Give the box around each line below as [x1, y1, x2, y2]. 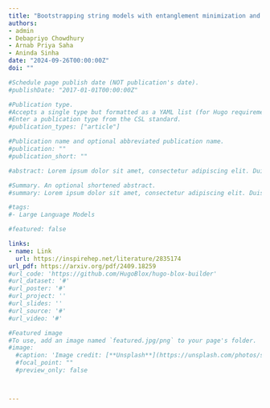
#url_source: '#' [8, 307, 67, 315]
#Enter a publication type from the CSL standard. [8, 116, 182, 124]
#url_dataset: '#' [8, 277, 70, 285]
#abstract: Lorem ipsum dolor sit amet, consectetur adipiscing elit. [8, 166, 250, 175]
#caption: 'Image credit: [15, 351, 103, 360]
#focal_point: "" [15, 359, 74, 367]
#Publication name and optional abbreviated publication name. [8, 137, 225, 145]
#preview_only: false [15, 366, 88, 374]
